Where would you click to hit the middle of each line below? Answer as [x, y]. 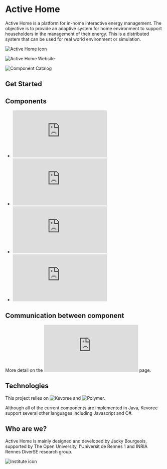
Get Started [24, 84]
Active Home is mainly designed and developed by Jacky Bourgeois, [76, 441]
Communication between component [65, 315]
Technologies [27, 386]
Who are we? [26, 429]
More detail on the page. [78, 370]
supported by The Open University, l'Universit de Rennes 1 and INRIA [76, 446]
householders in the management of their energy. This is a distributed [77, 34]
